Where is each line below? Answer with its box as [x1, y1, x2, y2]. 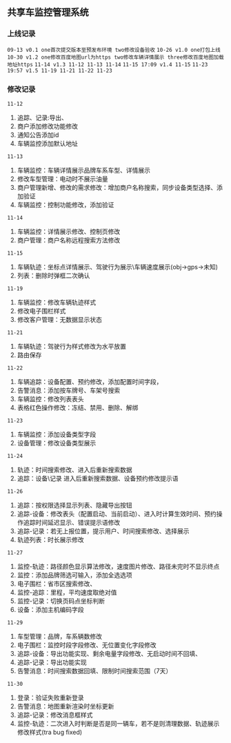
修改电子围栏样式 [17, 307, 66, 315]
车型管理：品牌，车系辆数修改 [17, 632, 102, 640]
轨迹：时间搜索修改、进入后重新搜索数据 [17, 465, 132, 474]
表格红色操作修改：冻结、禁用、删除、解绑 [17, 403, 139, 412]
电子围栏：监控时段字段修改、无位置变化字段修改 [17, 641, 157, 649]
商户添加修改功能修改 [17, 122, 78, 130]
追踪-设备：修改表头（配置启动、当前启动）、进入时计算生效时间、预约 [17, 510, 217, 518]
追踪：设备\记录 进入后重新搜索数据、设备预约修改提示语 [17, 474, 179, 482]
